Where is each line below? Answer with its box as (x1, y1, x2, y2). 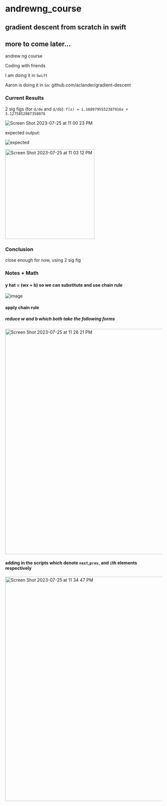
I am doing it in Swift (5, 72, 48, 78)
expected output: (5, 129, 41, 135)
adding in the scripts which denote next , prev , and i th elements (5, 560, 138, 566)
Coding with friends (5, 63, 46, 69)
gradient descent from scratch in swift (5, 23, 127, 31)
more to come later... (5, 39, 71, 48)
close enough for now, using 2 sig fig (5, 257, 81, 263)
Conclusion (5, 246, 34, 253)
